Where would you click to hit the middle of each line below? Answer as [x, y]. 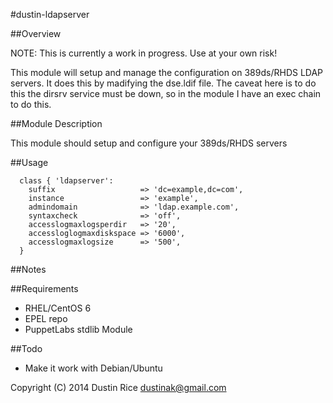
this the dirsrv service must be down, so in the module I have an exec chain [166, 93]
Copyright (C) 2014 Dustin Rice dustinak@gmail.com [118, 387]
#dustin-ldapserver [50, 14]
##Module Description [56, 123]
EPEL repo [46, 318]
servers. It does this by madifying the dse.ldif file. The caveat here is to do [163, 83]
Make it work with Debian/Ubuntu [93, 368]
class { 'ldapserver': [66, 181]
